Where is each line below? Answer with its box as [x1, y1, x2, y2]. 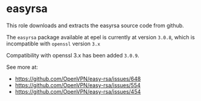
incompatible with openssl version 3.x [6, 40, 101, 47]
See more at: [6, 63, 38, 71]
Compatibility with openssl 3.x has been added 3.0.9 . [6, 51, 140, 59]
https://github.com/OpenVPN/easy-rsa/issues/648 [14, 75, 141, 82]
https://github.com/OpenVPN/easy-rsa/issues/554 [14, 81, 141, 89]
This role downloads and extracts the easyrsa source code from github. [6, 22, 184, 29]
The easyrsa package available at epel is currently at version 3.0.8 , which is [6, 33, 195, 41]
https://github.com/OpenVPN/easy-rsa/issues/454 [14, 88, 141, 95]
